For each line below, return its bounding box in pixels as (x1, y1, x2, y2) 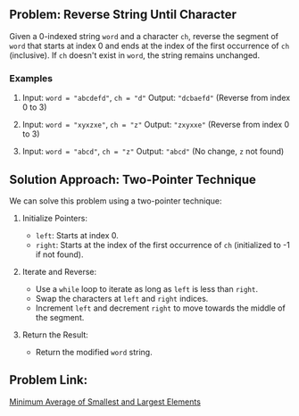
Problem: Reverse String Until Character (9, 7, 237, 22)
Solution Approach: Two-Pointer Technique (9, 171, 257, 187)
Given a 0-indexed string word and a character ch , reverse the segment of (9, 30, 279, 41)
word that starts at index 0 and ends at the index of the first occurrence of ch (9, 40, 290, 51)
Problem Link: (9, 372, 87, 387)
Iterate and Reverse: (21, 266, 96, 277)
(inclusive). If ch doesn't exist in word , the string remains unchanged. (9, 49, 261, 61)
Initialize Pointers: (21, 212, 87, 223)
